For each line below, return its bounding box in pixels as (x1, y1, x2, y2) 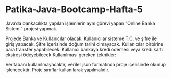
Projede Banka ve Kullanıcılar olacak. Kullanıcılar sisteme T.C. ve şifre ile (5, 35, 157, 42)
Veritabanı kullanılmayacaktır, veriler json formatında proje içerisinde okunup (5, 61, 166, 67)
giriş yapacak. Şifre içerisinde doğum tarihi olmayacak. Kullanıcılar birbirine (5, 41, 163, 47)
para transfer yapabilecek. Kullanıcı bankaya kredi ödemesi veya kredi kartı (5, 46, 163, 52)
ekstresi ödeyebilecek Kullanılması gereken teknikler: (5, 52, 116, 58)
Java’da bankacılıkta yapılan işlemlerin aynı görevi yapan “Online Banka (5, 20, 155, 26)
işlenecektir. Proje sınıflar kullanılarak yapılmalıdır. (5, 67, 110, 73)
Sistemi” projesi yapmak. (5, 25, 58, 31)
